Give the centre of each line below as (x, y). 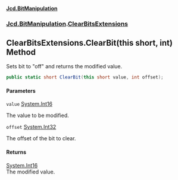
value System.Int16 (29, 104)
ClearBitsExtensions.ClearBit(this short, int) (89, 42)
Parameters (21, 91)
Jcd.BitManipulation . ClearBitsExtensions (67, 24)
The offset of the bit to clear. (41, 138)
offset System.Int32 (31, 127)
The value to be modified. (38, 115)
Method (21, 52)
